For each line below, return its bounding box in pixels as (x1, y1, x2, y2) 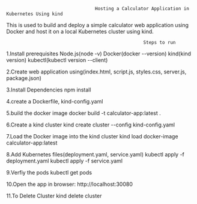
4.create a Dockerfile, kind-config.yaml (6, 98, 103, 105)
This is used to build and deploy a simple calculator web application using (6, 22, 189, 28)
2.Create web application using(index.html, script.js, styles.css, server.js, (6, 68, 187, 75)
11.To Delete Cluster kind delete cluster (6, 193, 102, 199)
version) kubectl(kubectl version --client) (6, 57, 108, 63)
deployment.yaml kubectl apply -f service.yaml (6, 157, 123, 164)
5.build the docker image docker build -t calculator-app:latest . (6, 110, 161, 117)
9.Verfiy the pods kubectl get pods (6, 169, 92, 176)
